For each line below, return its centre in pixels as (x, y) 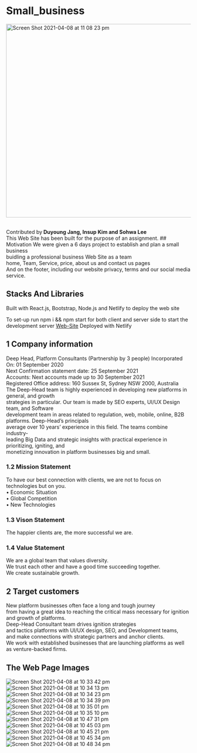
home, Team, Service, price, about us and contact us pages (78, 263)
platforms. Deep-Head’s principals (47, 420)
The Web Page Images (48, 668)
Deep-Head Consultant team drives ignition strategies (71, 624)
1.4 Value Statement (35, 548)
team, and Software (30, 408)
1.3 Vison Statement (35, 520)
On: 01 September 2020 (35, 364)
